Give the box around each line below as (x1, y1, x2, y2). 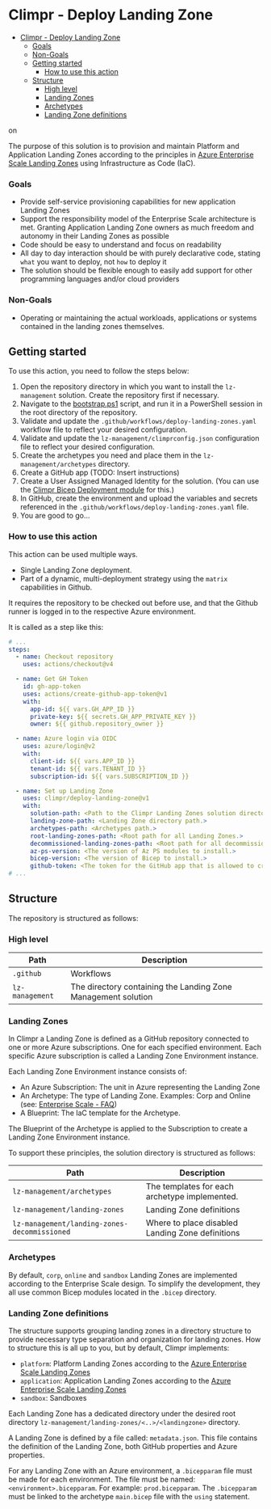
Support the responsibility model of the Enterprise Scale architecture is (19, 214, 256, 224)
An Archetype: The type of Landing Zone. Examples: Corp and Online (19, 1091, 252, 1101)
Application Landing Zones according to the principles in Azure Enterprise (8, 150, 254, 159)
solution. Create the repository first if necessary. (58, 391, 219, 400)
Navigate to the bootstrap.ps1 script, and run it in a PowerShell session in (19, 399, 263, 409)
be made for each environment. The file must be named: (8, 1474, 196, 1485)
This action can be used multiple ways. (8, 549, 139, 559)
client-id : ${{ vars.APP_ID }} (29, 757, 135, 765)
